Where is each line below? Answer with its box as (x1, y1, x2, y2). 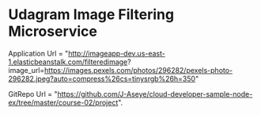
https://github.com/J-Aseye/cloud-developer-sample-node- (57, 89, 253, 98)
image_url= (8, 65, 45, 75)
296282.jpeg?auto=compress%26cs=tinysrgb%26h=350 (8, 74, 196, 83)
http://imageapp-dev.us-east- (68, 48, 166, 58)
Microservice (8, 22, 97, 40)
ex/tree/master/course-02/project (8, 98, 119, 107)
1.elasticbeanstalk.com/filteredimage (8, 57, 128, 67)
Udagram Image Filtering (8, 6, 175, 24)
